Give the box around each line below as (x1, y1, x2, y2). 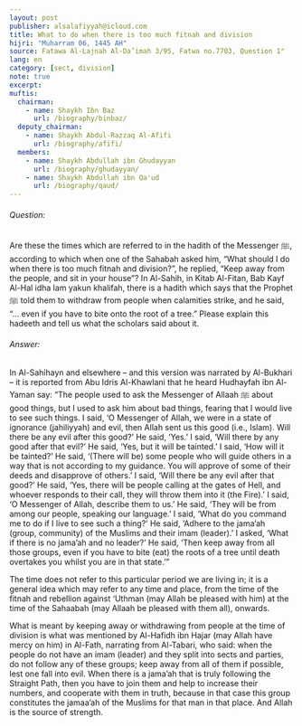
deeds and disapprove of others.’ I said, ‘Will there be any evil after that (9, 469, 275, 480)
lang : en (9, 55, 42, 64)
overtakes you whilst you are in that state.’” (9, 556, 170, 567)
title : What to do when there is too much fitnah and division (9, 30, 253, 39)
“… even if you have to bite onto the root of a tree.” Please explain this (9, 308, 269, 319)
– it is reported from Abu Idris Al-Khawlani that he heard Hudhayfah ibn (9, 376, 274, 387)
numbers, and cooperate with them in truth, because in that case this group (9, 687, 291, 698)
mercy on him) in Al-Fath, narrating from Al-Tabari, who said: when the (9, 639, 273, 650)
